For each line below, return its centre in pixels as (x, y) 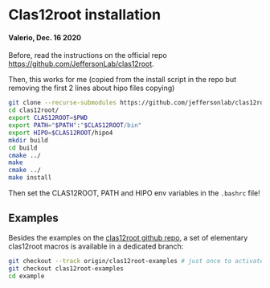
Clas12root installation (85, 15)
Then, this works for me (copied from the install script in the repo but (123, 80)
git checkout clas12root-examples (66, 268)
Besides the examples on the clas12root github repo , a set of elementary (128, 237)
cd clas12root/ (34, 110)
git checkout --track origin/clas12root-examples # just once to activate (136, 261)
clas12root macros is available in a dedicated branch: (96, 246)
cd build (23, 148)
